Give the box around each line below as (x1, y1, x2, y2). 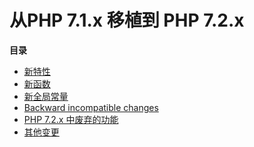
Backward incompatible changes (23, 101, 159, 113)
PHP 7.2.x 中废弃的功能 (23, 113, 119, 125)
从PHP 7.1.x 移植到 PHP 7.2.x (9, 9, 245, 32)
